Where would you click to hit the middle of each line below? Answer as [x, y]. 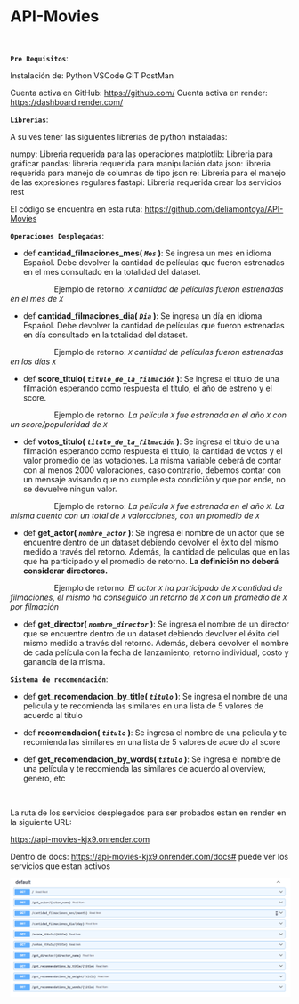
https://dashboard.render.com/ [67, 102]
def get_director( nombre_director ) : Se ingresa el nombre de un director [156, 624]
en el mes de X [37, 298]
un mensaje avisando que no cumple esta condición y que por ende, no [154, 479]
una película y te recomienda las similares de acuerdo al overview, [144, 768]
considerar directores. [65, 571]
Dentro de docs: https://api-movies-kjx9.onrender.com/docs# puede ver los [149, 856]
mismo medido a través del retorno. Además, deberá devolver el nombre [156, 643]
